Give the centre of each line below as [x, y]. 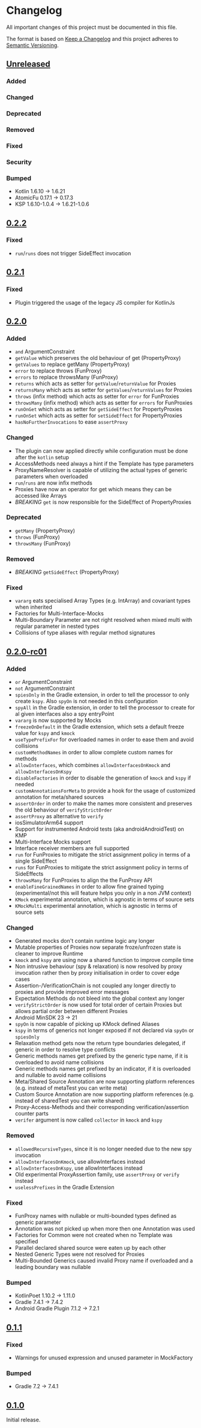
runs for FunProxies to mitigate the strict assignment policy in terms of [102, 868]
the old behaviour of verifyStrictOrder [64, 810]
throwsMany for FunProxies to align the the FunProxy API [83, 880]
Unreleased [28, 64]
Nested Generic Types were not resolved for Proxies [80, 1254]
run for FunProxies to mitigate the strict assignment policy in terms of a [103, 855]
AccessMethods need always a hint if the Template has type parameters [104, 464]
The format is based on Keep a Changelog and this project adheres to [92, 39]
